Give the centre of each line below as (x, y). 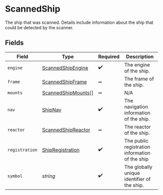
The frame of (139, 79)
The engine (137, 65)
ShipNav (52, 109)
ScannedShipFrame (65, 82)
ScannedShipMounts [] (68, 92)
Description (140, 56)
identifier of (138, 179)
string (49, 176)
